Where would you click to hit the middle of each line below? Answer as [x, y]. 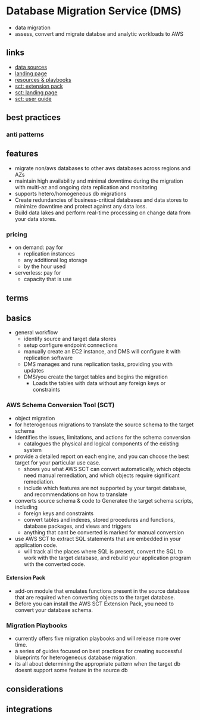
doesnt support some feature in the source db [71, 670]
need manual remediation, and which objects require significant [101, 475]
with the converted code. [54, 564]
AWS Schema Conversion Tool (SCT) [60, 405]
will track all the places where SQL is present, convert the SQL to [103, 551]
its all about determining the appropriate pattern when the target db [97, 664]
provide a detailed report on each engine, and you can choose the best [102, 456]
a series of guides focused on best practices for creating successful [99, 651]
